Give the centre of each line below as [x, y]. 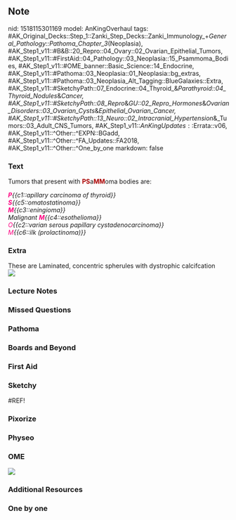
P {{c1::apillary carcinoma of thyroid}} [62, 195]
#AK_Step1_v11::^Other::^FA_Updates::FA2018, [74, 141]
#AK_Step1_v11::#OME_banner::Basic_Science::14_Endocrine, [106, 65]
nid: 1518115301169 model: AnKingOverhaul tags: [78, 28]
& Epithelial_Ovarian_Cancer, [135, 110]
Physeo [21, 438]
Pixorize [22, 419]
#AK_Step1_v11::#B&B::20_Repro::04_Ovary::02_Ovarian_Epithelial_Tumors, [116, 51]
